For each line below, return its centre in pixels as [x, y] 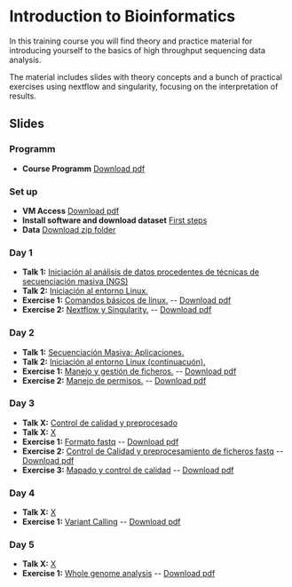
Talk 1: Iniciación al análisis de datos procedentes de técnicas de [141, 272]
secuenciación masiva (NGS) [75, 282]
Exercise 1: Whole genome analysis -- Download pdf [118, 574]
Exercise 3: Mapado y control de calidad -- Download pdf [128, 470]
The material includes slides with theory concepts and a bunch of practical [146, 76]
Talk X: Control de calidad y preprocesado [100, 423]
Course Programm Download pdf [83, 168]
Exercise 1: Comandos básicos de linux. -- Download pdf [126, 300]
